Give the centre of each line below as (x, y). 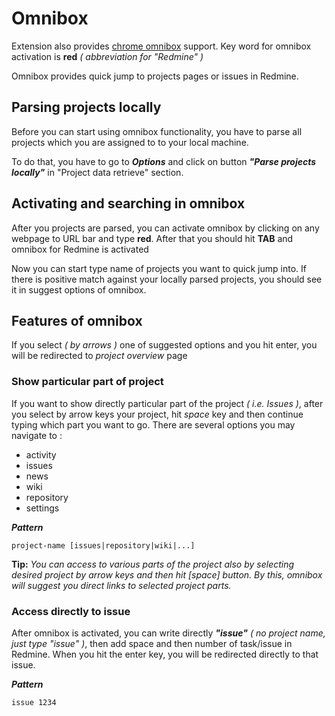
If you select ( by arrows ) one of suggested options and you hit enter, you (164, 345)
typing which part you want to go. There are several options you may (153, 424)
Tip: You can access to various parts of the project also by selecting (153, 564)
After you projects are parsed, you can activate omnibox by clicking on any (165, 228)
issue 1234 (34, 702)
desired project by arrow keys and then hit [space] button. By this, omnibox (167, 574)
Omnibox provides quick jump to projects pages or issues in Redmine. (155, 76)
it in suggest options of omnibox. (79, 289)
